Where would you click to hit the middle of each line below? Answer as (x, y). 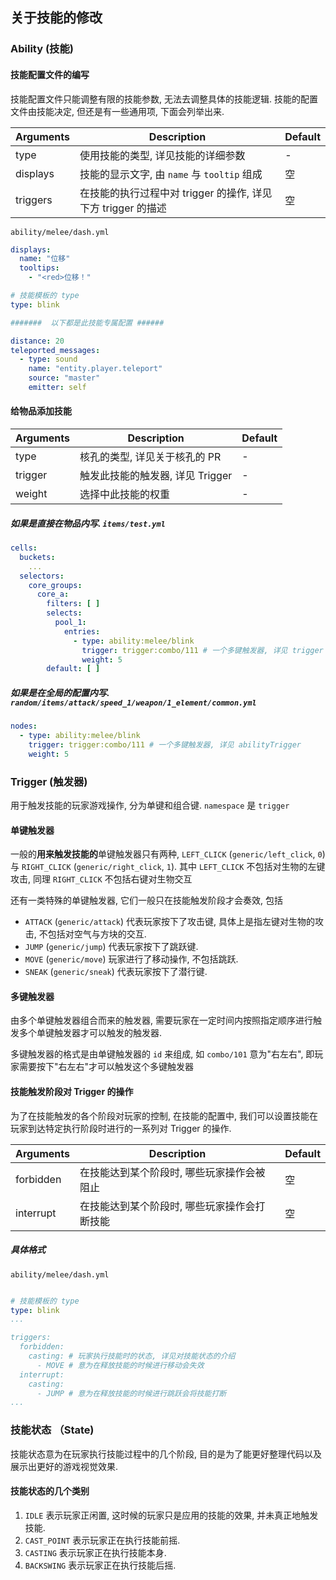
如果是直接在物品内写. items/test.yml (88, 523)
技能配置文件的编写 (50, 74)
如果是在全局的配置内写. (60, 692)
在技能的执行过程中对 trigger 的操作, (164, 193)
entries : (82, 631)
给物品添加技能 (41, 411)
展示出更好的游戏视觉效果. (64, 1466)
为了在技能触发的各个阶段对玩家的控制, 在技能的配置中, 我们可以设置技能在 (164, 1115)
